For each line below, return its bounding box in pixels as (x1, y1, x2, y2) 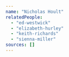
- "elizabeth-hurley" (11, 25, 64, 31)
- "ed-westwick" (11, 20, 51, 26)
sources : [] (5, 42, 35, 48)
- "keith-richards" (11, 31, 59, 37)
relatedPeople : (5, 14, 43, 20)
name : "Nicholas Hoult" (5, 8, 64, 15)
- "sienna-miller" (11, 36, 57, 42)
